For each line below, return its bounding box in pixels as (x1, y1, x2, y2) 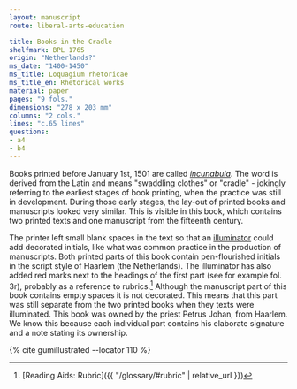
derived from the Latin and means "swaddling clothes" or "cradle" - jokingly (9, 178, 286, 188)
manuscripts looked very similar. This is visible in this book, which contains (9, 205, 283, 217)
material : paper (9, 86, 69, 95)
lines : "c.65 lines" (9, 119, 86, 128)
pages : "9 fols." (9, 95, 73, 103)
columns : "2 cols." (9, 111, 81, 120)
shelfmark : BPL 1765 (9, 45, 86, 54)
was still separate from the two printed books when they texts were (9, 300, 255, 310)
